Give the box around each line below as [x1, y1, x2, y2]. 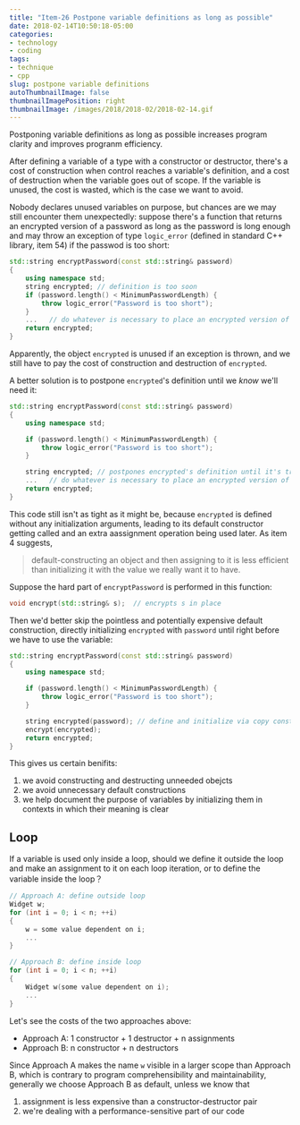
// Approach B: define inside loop [9, 958, 142, 967]
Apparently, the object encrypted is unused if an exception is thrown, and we [9, 348, 291, 359]
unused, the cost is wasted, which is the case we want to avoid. [9, 184, 244, 195]
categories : [9, 30, 54, 38]
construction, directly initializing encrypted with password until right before [9, 624, 279, 635]
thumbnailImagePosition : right [9, 96, 126, 106]
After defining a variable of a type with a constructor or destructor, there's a [9, 156, 288, 166]
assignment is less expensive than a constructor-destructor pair [21, 1095, 258, 1106]
